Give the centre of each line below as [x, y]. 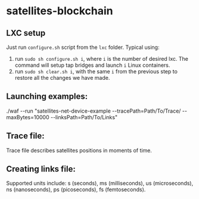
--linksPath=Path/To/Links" [84, 117]
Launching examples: [47, 97]
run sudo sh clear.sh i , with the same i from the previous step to [96, 71]
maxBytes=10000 [28, 117]
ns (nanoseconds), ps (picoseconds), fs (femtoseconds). [76, 189]
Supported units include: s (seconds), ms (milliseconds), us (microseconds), [100, 184]
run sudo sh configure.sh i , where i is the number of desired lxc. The [102, 59]
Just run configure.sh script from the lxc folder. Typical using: [83, 47]
